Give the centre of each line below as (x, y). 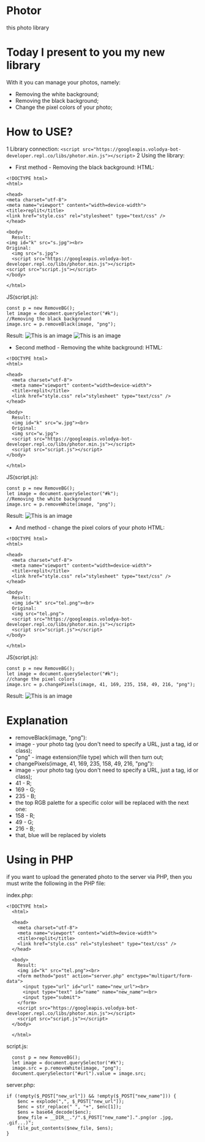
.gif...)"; (20, 1123)
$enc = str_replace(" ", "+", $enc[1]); (69, 1107)
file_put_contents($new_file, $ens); (65, 1128)
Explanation (37, 720)
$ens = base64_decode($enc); (54, 1112)
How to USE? (40, 132)
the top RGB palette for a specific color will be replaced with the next (102, 802)
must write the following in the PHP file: (56, 883)
